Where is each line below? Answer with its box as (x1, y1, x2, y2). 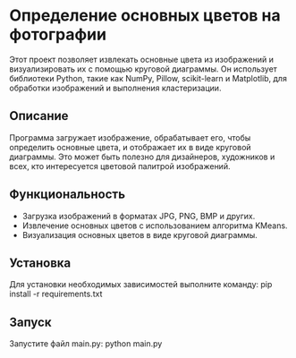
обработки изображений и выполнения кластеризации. (9, 82, 222, 93)
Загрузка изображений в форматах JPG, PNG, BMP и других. (21, 210, 256, 221)
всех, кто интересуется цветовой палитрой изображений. (9, 160, 231, 171)
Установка (9, 255, 72, 270)
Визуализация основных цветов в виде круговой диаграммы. (21, 229, 258, 240)
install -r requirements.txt (9, 288, 103, 300)
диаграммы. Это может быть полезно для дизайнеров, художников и (9, 151, 275, 162)
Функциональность (9, 187, 126, 202)
